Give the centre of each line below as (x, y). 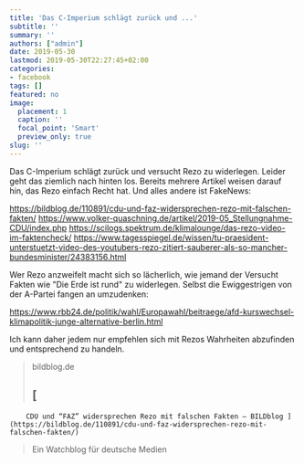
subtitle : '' (34, 26)
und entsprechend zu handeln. (67, 349)
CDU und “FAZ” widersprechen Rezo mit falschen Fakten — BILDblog (155, 417)
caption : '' (41, 120)
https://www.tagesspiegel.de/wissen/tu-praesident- (171, 237)
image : (22, 103)
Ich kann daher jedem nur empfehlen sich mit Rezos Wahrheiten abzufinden (152, 339)
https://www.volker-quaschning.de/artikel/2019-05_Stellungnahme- (165, 218)
